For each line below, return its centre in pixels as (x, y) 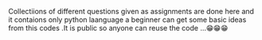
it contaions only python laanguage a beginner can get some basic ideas (127, 20)
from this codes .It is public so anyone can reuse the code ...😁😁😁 (118, 28)
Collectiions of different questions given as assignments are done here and (131, 11)
